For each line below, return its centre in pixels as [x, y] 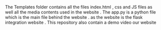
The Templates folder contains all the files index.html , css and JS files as [79, 7]
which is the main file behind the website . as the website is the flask [74, 17]
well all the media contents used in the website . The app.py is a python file [80, 12]
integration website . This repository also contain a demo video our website [81, 22]
